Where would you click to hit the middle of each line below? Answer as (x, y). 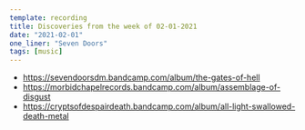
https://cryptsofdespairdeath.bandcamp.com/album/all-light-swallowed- (159, 106)
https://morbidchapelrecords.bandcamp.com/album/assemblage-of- (151, 87)
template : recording (49, 18)
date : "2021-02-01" (46, 35)
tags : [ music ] (36, 52)
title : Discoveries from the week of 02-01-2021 (103, 26)
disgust (36, 97)
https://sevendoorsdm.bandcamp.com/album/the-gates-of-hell (142, 77)
